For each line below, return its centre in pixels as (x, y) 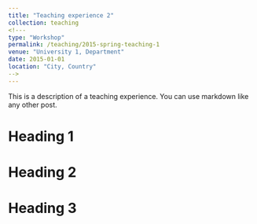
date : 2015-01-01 (37, 60)
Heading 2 (42, 172)
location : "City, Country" (52, 67)
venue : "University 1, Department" (66, 52)
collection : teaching (44, 23)
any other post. (33, 105)
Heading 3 (42, 208)
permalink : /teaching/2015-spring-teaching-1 (84, 45)
